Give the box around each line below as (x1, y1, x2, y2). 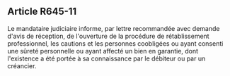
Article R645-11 (7, 6, 77, 18)
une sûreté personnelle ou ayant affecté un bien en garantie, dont (7, 46, 199, 55)
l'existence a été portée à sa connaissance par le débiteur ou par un (7, 54, 206, 63)
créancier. (7, 61, 37, 70)
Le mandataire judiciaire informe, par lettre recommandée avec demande (7, 24, 220, 32)
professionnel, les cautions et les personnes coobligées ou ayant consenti (7, 39, 224, 48)
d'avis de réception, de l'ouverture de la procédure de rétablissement (7, 32, 210, 40)
